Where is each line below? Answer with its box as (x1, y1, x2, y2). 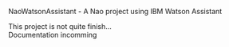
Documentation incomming (8, 31, 97, 39)
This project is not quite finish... (8, 22, 112, 31)
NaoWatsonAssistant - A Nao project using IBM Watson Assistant (8, 7, 223, 16)
